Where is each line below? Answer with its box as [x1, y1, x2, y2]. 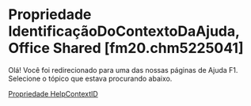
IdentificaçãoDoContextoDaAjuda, [8, 22, 240, 40]
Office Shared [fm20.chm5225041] [8, 40, 244, 57]
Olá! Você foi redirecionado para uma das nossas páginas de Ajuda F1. [8, 65, 238, 74]
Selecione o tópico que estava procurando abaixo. [8, 74, 173, 83]
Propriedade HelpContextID [8, 89, 99, 98]
